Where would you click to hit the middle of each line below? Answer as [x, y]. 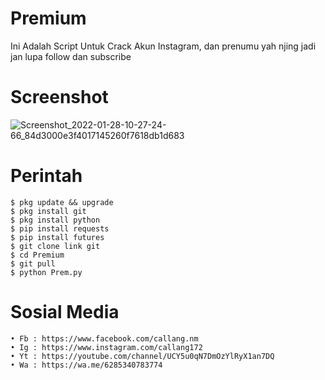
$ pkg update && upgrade [62, 202]
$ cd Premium [37, 255]
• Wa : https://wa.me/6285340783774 [86, 365]
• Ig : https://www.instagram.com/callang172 [106, 347]
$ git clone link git [55, 246]
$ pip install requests [60, 228]
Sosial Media [65, 312]
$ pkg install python [55, 220]
